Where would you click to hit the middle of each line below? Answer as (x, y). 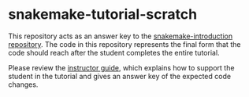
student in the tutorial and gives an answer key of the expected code (119, 76)
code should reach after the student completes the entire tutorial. (114, 52)
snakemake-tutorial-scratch (103, 14)
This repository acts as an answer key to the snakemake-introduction (121, 36)
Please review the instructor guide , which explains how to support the (121, 67)
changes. (23, 84)
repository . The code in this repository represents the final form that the (124, 44)
